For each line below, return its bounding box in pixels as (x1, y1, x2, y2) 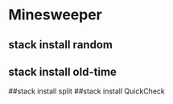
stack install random (8, 38, 113, 52)
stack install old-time (8, 64, 117, 78)
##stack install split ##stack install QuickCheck (8, 86, 165, 96)
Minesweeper (8, 6, 102, 24)
